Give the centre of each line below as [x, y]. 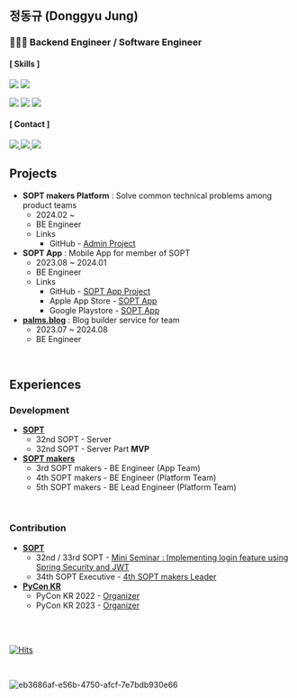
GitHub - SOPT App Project [100, 291]
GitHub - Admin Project [92, 243]
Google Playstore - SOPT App [104, 310]
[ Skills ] [25, 63]
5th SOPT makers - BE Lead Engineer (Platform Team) [136, 487]
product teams [49, 204]
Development [40, 410]
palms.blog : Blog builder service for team [101, 320]
